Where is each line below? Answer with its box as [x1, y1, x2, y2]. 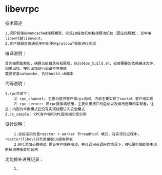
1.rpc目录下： [5, 91, 31, 96]
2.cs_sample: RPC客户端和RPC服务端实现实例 [5, 112, 87, 117]
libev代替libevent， [5, 36, 45, 41]
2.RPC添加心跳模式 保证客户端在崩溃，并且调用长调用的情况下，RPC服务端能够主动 [14, 142, 157, 147]
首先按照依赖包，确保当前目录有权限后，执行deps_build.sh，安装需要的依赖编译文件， [5, 61, 157, 66]
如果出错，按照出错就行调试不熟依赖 [5, 66, 67, 71]
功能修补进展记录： [5, 156, 44, 162]
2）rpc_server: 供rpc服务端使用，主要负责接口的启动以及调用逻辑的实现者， [14, 101, 151, 106]
